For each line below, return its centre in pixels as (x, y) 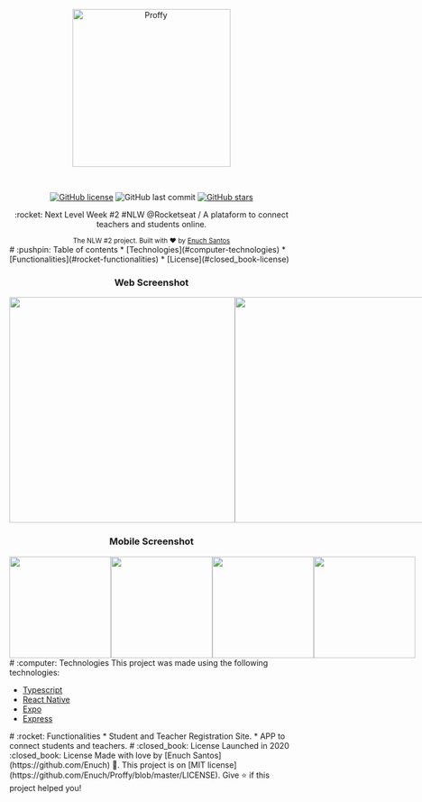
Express (37, 718)
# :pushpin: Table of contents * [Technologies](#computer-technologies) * (148, 249)
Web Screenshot (151, 282)
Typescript (42, 689)
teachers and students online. (151, 224)
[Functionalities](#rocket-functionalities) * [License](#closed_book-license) (150, 259)
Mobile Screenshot (151, 541)
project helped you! (46, 788)
